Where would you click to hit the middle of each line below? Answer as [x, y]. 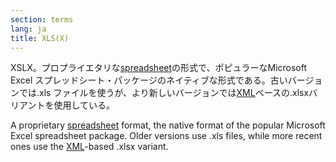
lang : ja [28, 29]
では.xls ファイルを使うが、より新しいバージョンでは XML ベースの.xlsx [164, 93]
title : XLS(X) [40, 38]
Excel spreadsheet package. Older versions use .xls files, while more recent [166, 136]
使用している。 [84, 105]
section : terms [42, 19]
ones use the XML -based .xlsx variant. [89, 147]
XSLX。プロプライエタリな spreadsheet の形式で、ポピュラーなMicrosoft [159, 68]
